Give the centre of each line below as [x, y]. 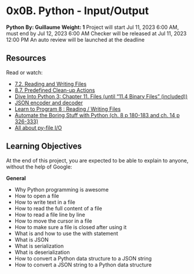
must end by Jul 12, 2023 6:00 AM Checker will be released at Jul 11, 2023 [96, 33]
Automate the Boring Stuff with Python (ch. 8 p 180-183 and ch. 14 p [97, 115]
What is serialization [39, 246]
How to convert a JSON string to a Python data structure [83, 265]
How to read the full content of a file [58, 208]
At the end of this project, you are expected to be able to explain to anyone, [97, 160]
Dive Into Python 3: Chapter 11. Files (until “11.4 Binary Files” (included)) [101, 96]
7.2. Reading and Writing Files [51, 84]
